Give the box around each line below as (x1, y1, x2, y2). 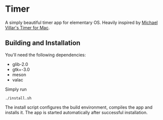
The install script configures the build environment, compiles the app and (5, 104, 153, 110)
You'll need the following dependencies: (5, 52, 86, 58)
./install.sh (5, 96, 32, 100)
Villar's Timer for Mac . (5, 24, 50, 30)
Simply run (5, 86, 27, 92)
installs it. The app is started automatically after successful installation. (5, 109, 148, 115)
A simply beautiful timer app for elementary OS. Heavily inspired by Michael (5, 20, 158, 25)
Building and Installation (5, 39, 81, 47)
